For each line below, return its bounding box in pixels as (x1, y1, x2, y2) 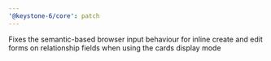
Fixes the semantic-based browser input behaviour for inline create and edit (8, 34, 263, 44)
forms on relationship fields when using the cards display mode (8, 42, 221, 53)
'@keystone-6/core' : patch (8, 11, 100, 20)
